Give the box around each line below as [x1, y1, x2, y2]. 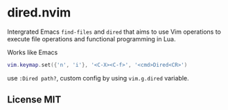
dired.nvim [7, 5, 71, 21]
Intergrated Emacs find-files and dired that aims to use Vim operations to [7, 27, 222, 36]
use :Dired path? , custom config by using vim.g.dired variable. [7, 74, 189, 82]
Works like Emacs [7, 48, 58, 56]
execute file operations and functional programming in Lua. [7, 34, 176, 43]
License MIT [7, 94, 62, 106]
